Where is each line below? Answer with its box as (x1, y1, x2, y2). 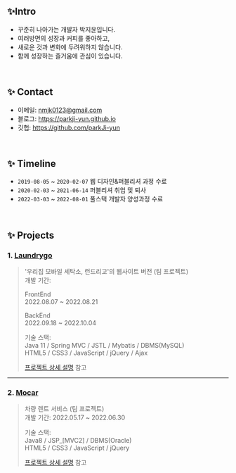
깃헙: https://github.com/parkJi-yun (17, 123, 121, 132)
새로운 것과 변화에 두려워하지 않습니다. (17, 42, 123, 51)
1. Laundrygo (7, 250, 53, 260)
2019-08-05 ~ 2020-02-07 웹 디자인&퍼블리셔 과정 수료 (17, 177, 167, 186)
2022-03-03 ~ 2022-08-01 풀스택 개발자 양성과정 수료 (17, 195, 164, 203)
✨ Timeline (7, 158, 56, 170)
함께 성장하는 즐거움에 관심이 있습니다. (17, 51, 123, 60)
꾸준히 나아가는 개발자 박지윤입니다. (17, 25, 116, 34)
